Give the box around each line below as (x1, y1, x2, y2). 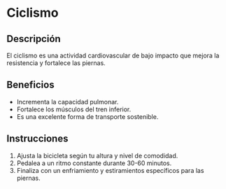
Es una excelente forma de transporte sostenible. (16, 112, 159, 120)
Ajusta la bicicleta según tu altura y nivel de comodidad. (16, 151, 178, 160)
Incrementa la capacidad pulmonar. (16, 97, 119, 106)
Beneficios (6, 79, 55, 91)
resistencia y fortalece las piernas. (6, 59, 106, 67)
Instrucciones (6, 133, 69, 145)
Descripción (6, 33, 61, 45)
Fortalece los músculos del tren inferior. (16, 105, 132, 113)
